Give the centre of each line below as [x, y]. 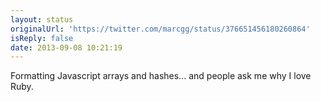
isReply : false [42, 38]
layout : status [42, 19]
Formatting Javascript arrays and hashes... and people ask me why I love [161, 76]
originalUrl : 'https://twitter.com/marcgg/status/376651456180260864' [160, 29]
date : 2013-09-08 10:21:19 [66, 47]
